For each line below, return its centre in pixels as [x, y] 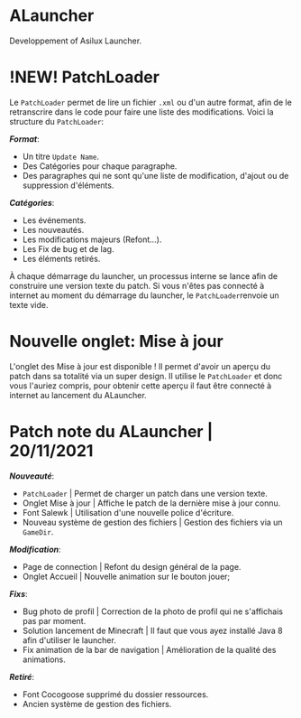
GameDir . [38, 532]
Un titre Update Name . [60, 156]
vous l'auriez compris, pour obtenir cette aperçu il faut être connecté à [141, 386]
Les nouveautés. [53, 229]
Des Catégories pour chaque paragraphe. [100, 166]
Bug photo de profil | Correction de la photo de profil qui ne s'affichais [153, 611]
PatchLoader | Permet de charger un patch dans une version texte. [145, 493]
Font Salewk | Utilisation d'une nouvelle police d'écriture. [128, 512]
